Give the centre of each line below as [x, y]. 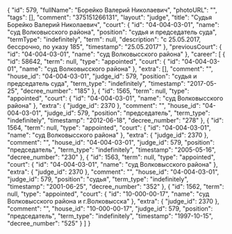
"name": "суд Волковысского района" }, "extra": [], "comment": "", [116, 69]
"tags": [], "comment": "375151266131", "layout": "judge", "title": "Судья [110, 17]
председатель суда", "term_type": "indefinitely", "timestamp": [97, 83]
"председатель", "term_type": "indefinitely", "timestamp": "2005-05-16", [112, 150]
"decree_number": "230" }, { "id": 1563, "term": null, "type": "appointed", [111, 157]
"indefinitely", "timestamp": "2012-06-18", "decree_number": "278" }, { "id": [115, 120]
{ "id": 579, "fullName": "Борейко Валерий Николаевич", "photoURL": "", [112, 10]
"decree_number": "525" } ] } [49, 223]
